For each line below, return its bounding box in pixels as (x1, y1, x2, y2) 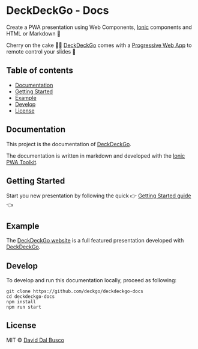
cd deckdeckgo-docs (6, 294, 55, 300)
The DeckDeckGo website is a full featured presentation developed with (6, 237, 184, 244)
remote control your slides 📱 (6, 48, 76, 55)
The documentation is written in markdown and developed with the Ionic (6, 152, 185, 159)
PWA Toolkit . (6, 158, 38, 165)
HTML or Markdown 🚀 (6, 29, 61, 37)
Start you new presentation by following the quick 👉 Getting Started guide (6, 192, 191, 199)
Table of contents (6, 66, 73, 76)
